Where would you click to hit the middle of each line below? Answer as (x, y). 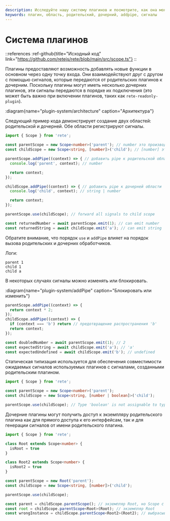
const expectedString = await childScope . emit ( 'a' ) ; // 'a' (70, 347)
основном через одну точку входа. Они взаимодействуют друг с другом (84, 75)
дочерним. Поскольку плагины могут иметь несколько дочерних (76, 85)
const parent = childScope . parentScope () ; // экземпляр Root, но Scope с (85, 504)
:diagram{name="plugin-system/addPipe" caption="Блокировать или (78, 290)
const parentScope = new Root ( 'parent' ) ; (50, 481)
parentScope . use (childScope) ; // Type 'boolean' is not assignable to (81, 405)
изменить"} (18, 296)
